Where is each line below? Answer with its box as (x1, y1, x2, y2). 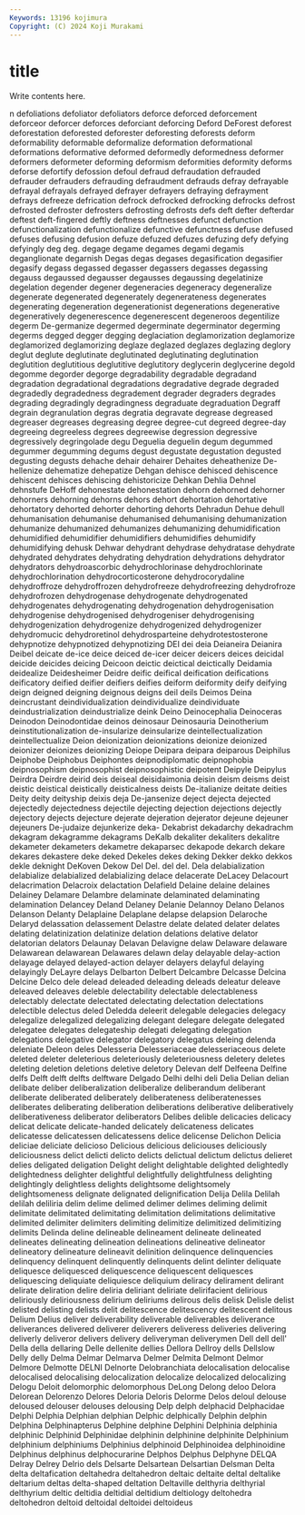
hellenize (9, 465, 44, 477)
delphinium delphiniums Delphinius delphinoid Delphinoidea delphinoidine (9, 1440, 286, 1451)
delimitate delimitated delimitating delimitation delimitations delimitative (9, 1208, 276, 1219)
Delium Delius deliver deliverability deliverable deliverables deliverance (9, 1313, 275, 1325)
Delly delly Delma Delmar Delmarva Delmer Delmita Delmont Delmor (9, 1353, 264, 1363)
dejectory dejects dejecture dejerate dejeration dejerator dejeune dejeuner (9, 812, 289, 823)
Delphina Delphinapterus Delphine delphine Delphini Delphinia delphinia (9, 1420, 278, 1431)
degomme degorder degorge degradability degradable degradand (9, 369, 257, 379)
